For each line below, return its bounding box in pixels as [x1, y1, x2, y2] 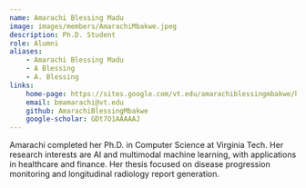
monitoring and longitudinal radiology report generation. [9, 169, 220, 180]
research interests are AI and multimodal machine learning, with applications [9, 149, 297, 160]
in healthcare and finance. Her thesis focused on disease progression [9, 159, 271, 170]
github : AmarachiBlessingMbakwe [25, 106, 148, 115]
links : [9, 81, 35, 90]
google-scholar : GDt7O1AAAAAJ [25, 114, 141, 124]
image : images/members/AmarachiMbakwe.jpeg [9, 22, 178, 31]
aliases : [9, 47, 43, 56]
